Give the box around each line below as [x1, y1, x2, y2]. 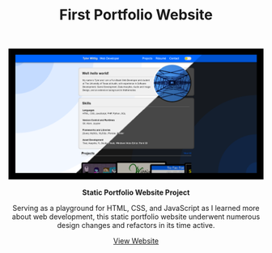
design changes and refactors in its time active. [57, 221, 215, 230]
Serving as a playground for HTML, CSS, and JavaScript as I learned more [11, 204, 261, 213]
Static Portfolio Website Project [82, 188, 190, 197]
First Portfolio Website [59, 6, 213, 24]
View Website [113, 236, 159, 246]
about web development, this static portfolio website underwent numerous [11, 212, 261, 221]
